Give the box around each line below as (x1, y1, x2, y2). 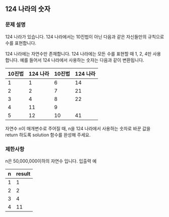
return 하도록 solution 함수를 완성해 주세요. (5, 132, 91, 138)
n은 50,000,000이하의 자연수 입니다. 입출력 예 (5, 158, 97, 164)
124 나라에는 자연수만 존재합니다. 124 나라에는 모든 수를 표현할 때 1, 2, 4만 (5, 50, 152, 57)
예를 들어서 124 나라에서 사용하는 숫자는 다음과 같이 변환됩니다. (20, 57, 145, 63)
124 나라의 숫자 (5, 5, 50, 14)
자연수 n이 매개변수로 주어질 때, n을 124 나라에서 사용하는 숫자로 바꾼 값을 (5, 125, 151, 131)
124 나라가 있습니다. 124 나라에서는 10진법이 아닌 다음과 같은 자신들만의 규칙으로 (5, 33, 164, 39)
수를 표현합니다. (5, 40, 37, 46)
